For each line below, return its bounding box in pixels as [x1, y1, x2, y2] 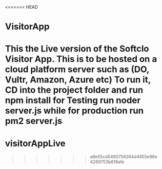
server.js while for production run [5, 105, 144, 116]
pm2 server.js [5, 116, 62, 127]
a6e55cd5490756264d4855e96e [90, 154, 158, 160]
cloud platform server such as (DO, [5, 64, 150, 75]
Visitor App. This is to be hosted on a [5, 53, 157, 65]
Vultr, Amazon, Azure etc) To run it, [5, 74, 151, 85]
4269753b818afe [90, 159, 124, 165]
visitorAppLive [5, 138, 66, 149]
